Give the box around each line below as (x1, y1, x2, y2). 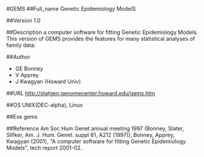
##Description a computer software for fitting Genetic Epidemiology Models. (6, 28, 199, 36)
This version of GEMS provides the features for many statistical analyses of (6, 35, 195, 42)
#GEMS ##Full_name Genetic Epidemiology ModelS (6, 5, 136, 12)
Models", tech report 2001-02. (6, 144, 82, 151)
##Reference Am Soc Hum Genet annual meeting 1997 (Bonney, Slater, (6, 125, 185, 132)
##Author (6, 53, 30, 60)
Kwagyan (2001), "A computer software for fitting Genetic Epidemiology (6, 138, 186, 145)
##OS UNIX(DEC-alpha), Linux (6, 101, 83, 109)
